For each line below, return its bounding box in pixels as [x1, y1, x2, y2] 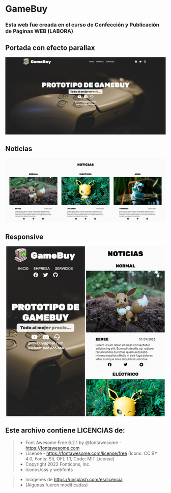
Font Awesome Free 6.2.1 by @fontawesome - [25, 440, 122, 446]
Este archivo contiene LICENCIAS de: [5, 426, 126, 434]
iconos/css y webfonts [25, 467, 73, 473]
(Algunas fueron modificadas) [25, 482, 88, 488]
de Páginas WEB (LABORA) [5, 28, 74, 35]
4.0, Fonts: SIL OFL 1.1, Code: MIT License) [25, 456, 115, 462]
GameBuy [5, 3, 48, 15]
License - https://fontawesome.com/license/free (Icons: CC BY [25, 450, 158, 456]
